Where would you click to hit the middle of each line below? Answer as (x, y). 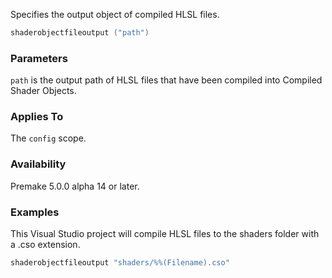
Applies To (37, 117)
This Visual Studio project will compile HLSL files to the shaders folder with (165, 234)
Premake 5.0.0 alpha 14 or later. (75, 186)
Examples (35, 212)
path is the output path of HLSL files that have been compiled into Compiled (166, 80)
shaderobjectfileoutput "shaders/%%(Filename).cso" (120, 263)
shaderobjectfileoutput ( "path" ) (80, 33)
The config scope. (48, 138)
